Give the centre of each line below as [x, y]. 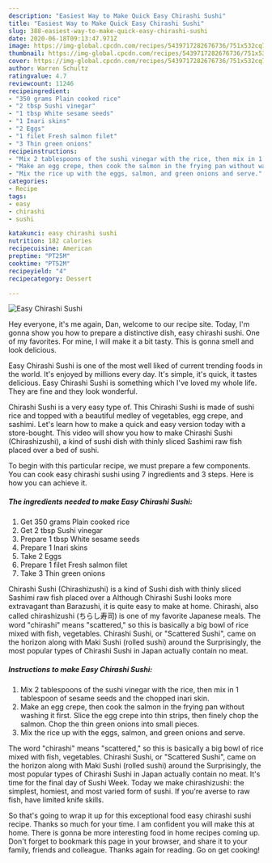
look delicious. [32, 350]
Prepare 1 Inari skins [54, 548]
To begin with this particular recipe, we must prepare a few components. [130, 466]
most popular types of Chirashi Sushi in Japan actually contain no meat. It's [134, 774]
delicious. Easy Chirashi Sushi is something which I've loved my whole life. [133, 383]
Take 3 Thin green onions [62, 573]
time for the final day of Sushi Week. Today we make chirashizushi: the [126, 783]
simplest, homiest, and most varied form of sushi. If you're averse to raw [129, 791]
